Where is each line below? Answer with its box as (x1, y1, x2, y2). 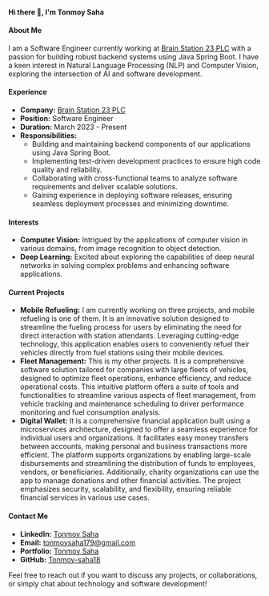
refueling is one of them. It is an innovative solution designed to (19, 314, 230, 323)
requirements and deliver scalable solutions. (31, 182, 179, 191)
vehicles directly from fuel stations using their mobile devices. (19, 348, 225, 358)
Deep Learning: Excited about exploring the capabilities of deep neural (19, 252, 255, 262)
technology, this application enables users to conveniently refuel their (19, 339, 250, 349)
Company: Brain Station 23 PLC (19, 105, 126, 115)
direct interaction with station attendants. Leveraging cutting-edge (19, 330, 239, 341)
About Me (8, 26, 42, 35)
